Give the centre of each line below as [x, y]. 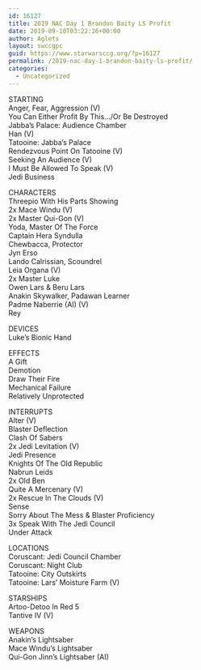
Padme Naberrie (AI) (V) [48, 304]
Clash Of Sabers [36, 437]
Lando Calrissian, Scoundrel [55, 261]
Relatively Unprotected [46, 396]
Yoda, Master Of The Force [53, 227]
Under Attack [30, 532]
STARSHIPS [28, 598]
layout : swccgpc [36, 46]
